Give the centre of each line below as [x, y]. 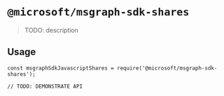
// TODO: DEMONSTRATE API [45, 86]
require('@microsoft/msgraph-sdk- [167, 68]
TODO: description [51, 30]
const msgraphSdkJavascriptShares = [61, 68]
